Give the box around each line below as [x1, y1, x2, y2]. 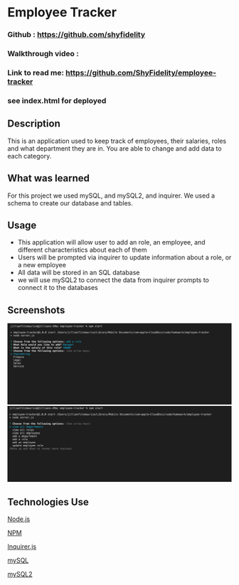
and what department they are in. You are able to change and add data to [7, 144, 222, 153]
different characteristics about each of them [17, 246, 147, 254]
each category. [7, 151, 52, 160]
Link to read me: [7, 68, 64, 77]
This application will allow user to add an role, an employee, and [17, 238, 206, 247]
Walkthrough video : [7, 49, 80, 59]
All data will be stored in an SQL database [17, 268, 140, 277]
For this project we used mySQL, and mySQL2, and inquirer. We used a [7, 191, 216, 200]
